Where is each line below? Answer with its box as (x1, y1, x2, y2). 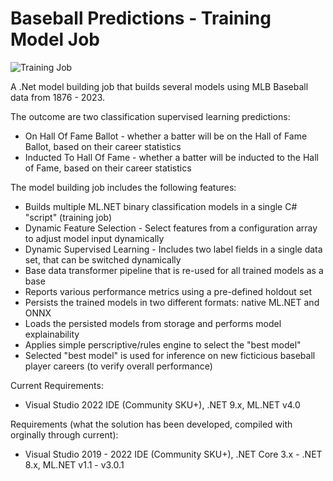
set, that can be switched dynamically (24, 253, 182, 266)
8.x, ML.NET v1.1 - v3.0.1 (24, 458, 125, 471)
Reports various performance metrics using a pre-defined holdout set (24, 285, 313, 297)
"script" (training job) (24, 211, 113, 223)
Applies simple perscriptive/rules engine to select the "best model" (24, 338, 302, 351)
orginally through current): (10, 428, 119, 441)
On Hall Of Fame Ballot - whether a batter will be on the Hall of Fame (24, 130, 308, 142)
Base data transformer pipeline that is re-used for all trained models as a (24, 264, 324, 276)
